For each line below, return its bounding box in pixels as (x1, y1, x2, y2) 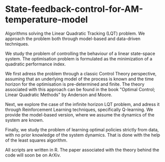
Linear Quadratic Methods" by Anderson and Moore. (5, 92, 112, 98)
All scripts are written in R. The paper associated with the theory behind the (5, 147, 160, 153)
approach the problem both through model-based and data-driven (5, 36, 141, 42)
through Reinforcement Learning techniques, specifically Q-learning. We (5, 107, 154, 112)
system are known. (5, 117, 44, 123)
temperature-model (5, 14, 88, 25)
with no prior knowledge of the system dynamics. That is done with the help (5, 132, 160, 138)
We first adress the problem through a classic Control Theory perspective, (5, 70, 157, 76)
